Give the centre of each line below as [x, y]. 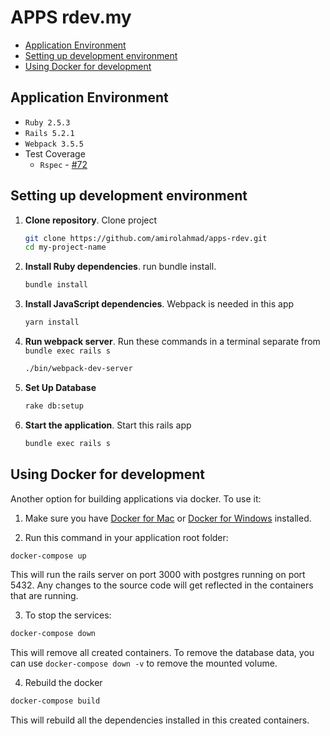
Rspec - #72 [63, 164]
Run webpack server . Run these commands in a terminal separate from [172, 342]
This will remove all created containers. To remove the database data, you [162, 653]
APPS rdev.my [71, 17]
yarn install [52, 322]
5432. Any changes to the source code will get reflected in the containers [162, 585]
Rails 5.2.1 [49, 133]
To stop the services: [68, 615]
